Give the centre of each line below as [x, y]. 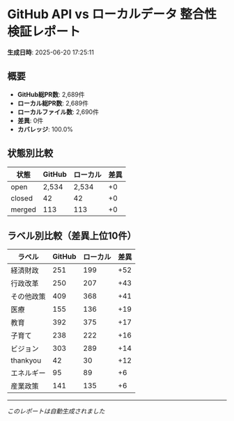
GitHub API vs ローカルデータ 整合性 [112, 14]
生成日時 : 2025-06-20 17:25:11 [50, 52]
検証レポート [44, 32]
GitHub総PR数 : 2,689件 [51, 94]
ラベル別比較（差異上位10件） [72, 236]
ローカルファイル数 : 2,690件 [58, 111]
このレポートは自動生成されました [56, 411]
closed [22, 198]
